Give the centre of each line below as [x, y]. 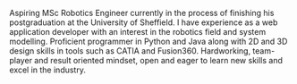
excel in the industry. [48, 70]
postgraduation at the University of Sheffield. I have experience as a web [144, 22]
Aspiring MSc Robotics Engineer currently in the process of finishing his [142, 13]
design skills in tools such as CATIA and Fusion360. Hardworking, [130, 51]
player [21, 60]
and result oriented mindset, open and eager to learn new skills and [159, 60]
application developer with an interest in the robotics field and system [138, 32]
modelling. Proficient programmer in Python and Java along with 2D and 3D [148, 41]
